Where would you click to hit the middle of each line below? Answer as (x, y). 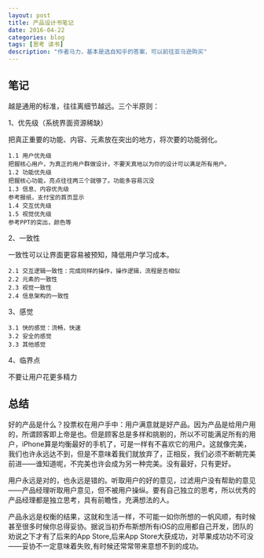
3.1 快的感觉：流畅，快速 (44, 328)
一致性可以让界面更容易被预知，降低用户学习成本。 (91, 254)
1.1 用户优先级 (30, 155)
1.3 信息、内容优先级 (38, 189)
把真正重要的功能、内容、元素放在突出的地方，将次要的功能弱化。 (115, 139)
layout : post (29, 15)
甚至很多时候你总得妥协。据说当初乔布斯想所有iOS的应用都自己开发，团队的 (131, 526)
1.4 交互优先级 (30, 206)
